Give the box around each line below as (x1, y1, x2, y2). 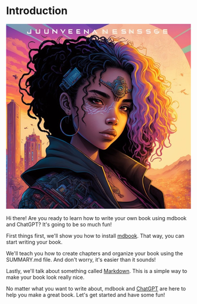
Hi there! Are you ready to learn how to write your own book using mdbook (6, 214, 186, 221)
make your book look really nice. (6, 273, 85, 281)
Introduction (6, 4, 68, 18)
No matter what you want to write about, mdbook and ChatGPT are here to (6, 285, 186, 292)
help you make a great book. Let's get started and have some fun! (6, 291, 165, 298)
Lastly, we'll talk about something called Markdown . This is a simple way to (6, 267, 188, 274)
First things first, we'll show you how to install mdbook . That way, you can (6, 232, 185, 239)
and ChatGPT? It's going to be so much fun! (6, 221, 113, 228)
